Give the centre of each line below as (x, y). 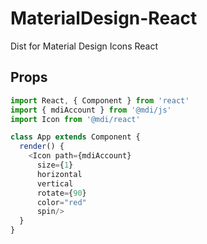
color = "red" (61, 202)
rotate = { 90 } (61, 193)
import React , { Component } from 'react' (100, 100)
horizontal (59, 174)
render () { (42, 147)
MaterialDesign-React (104, 18)
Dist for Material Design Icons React (84, 46)
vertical (55, 183)
